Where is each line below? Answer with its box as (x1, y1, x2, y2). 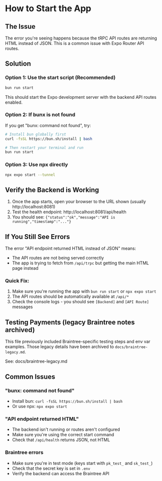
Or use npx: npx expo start (12, 403, 67, 409)
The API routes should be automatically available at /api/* (12, 294, 129, 299)
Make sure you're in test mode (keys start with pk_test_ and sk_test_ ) (12, 460, 153, 466)
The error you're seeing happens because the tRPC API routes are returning (5, 35, 157, 41)
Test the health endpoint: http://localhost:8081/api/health (12, 209, 126, 215)
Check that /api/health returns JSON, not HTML (12, 437, 110, 443)
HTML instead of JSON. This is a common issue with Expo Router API (5, 40, 144, 46)
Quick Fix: (5, 277, 30, 284)
